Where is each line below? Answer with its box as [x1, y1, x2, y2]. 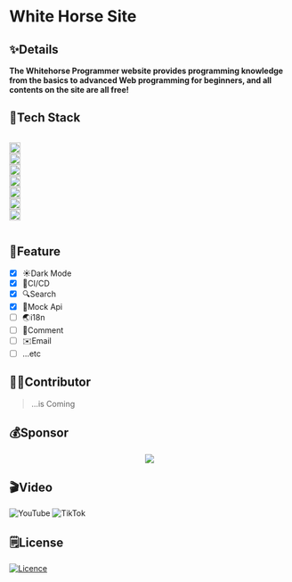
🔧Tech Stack [9, 110, 81, 126]
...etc [21, 348, 42, 359]
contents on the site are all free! [9, 85, 129, 95]
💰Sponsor [9, 426, 69, 441]
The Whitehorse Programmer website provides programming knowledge [9, 65, 283, 76]
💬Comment [21, 324, 64, 336]
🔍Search [21, 288, 56, 299]
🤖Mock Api [21, 301, 63, 312]
